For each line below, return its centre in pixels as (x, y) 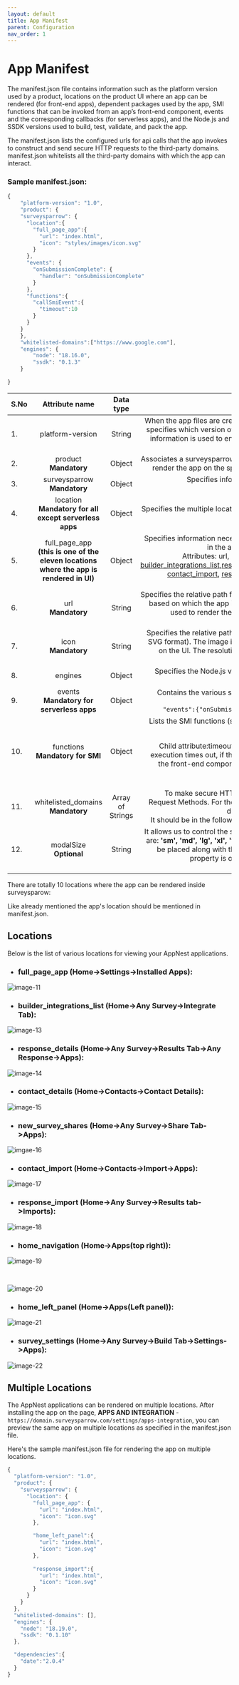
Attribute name (68, 404)
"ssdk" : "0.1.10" (46, 1635)
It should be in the (180, 819)
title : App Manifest (38, 21)
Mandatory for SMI (69, 755)
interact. (20, 163)
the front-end (181, 764)
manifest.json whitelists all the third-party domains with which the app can (116, 156)
